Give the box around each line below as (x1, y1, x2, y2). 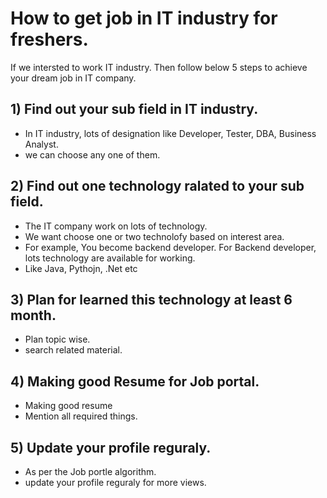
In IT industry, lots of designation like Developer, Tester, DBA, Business (24, 127, 317, 139)
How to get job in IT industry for (10, 7, 278, 30)
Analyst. (24, 138, 59, 150)
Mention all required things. (24, 410, 138, 422)
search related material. (24, 344, 123, 356)
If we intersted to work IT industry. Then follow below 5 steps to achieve (10, 61, 308, 73)
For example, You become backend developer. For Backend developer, (24, 241, 317, 253)
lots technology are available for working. (24, 252, 196, 264)
